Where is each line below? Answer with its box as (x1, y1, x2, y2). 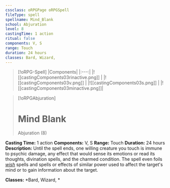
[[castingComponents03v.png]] (17, 80, 84, 86)
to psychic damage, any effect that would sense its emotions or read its (5, 151, 155, 157)
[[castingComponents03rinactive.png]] (17, 75, 100, 81)
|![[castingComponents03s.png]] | (88, 80, 160, 86)
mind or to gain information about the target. (5, 167, 98, 173)
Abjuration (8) (17, 130, 47, 136)
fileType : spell (5, 12, 40, 17)
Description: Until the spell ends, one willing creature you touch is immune (5, 145, 162, 151)
